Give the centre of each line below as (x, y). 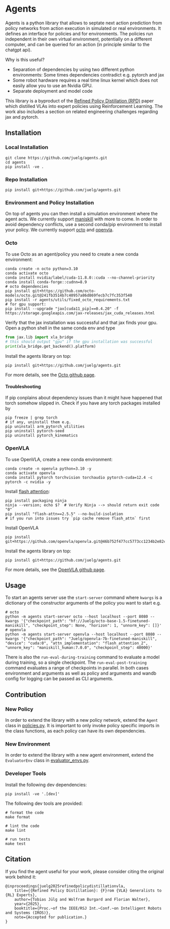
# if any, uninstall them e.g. (38, 422)
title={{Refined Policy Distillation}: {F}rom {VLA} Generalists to (88, 890)
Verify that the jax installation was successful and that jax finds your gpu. (81, 322)
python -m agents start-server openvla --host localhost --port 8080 (80, 635)
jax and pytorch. (22, 117)
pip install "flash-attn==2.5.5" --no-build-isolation (64, 514)
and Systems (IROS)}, (28, 913)
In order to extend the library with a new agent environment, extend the (80, 755)
